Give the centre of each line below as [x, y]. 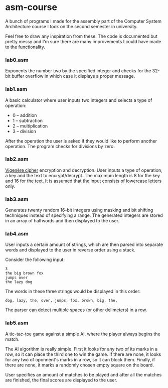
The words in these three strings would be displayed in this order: [73, 291]
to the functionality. [25, 47]
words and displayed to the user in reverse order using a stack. [70, 250]
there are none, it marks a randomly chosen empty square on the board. [79, 365]
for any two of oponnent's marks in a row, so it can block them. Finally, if [80, 359]
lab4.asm [17, 234]
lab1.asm [16, 89]
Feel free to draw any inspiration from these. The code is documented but [81, 36]
